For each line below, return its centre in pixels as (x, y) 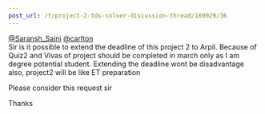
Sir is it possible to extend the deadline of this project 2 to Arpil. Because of (133, 47)
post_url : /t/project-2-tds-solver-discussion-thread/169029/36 (118, 16)
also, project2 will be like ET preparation (74, 72)
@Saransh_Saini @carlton (51, 38)
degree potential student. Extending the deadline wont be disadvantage (126, 64)
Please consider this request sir (60, 88)
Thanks (21, 103)
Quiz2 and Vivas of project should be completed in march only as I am (124, 55)
